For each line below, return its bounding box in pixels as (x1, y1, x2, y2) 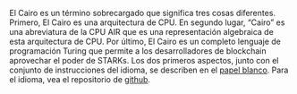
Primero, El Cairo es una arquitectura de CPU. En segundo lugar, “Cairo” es (9, 17, 285, 28)
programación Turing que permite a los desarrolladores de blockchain (9, 46, 267, 56)
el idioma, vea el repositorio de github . (9, 74, 150, 84)
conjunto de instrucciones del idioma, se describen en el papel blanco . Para (9, 64, 289, 75)
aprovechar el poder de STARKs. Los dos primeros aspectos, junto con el (9, 56, 279, 65)
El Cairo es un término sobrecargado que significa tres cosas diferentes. (9, 8, 276, 18)
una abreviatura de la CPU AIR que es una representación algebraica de (9, 27, 275, 37)
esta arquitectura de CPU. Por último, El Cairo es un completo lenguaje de (9, 36, 282, 47)
